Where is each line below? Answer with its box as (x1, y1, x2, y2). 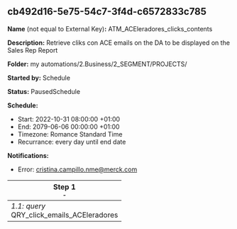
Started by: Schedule (7, 73, 71, 82)
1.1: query (11, 201, 46, 211)
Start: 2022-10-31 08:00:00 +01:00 (17, 114, 121, 123)
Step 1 (53, 181, 76, 191)
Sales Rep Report (7, 46, 58, 54)
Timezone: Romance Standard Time (17, 129, 123, 138)
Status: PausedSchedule (7, 87, 80, 95)
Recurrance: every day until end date (17, 137, 126, 146)
